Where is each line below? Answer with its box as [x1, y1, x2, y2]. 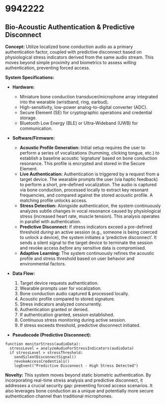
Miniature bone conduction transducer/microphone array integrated [19, 94, 158, 99]
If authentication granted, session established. [19, 312, 114, 318]
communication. [19, 125, 53, 131]
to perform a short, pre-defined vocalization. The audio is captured [19, 182, 157, 187]
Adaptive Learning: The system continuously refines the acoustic [19, 250, 155, 256]
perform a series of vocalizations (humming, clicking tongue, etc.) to [19, 150, 160, 156]
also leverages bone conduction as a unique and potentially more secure [5, 388, 154, 394]
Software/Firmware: [12, 135, 55, 141]
